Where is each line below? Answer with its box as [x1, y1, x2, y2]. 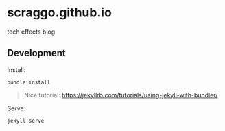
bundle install [7, 79, 51, 86]
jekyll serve [7, 117, 45, 124]
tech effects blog [7, 27, 56, 36]
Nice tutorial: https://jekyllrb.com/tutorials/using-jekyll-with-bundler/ [23, 91, 218, 99]
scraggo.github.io [7, 5, 112, 21]
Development [7, 47, 67, 59]
